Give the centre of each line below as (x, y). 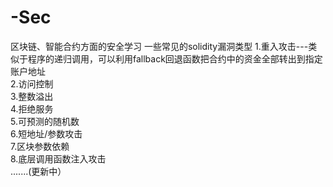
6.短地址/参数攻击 (46, 133)
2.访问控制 (32, 83)
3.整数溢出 (32, 96)
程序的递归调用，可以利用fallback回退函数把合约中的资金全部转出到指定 (175, 58)
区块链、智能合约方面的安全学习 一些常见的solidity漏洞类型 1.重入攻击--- (159, 46)
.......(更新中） (38, 171)
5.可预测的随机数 (45, 121)
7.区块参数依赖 (40, 146)
